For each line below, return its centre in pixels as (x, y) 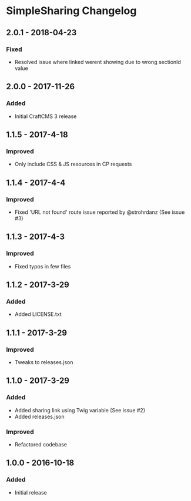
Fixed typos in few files (43, 266)
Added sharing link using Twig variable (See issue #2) (80, 410)
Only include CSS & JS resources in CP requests (73, 164)
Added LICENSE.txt (38, 314)
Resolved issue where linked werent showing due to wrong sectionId (98, 62)
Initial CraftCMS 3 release (46, 116)
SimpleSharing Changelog (71, 11)
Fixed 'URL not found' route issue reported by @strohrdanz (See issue (100, 212)
